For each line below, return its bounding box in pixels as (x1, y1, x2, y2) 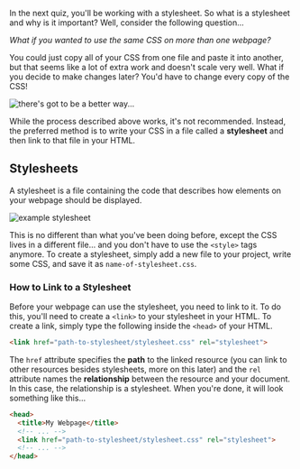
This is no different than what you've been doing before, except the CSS (9, 229, 277, 240)
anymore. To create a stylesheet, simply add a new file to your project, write (9, 248, 292, 260)
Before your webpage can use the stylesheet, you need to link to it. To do (9, 301, 282, 312)
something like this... (9, 392, 86, 403)
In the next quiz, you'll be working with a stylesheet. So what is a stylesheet (9, 8, 291, 18)
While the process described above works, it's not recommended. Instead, (9, 116, 286, 126)
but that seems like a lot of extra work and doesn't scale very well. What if (9, 62, 285, 72)
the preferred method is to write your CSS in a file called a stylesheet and (9, 125, 284, 136)
